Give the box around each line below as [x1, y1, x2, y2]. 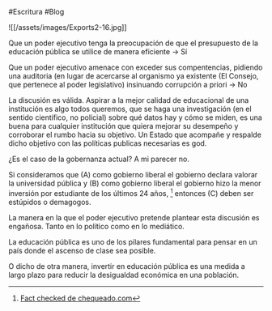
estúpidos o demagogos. [8, 197, 91, 207]
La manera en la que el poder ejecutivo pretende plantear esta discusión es [8, 212, 260, 222]
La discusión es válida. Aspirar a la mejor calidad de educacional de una [8, 96, 249, 104]
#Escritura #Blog [8, 7, 65, 16]
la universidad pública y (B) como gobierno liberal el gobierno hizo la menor [8, 178, 261, 188]
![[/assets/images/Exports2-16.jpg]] [8, 23, 127, 32]
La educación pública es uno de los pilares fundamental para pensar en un [8, 236, 257, 246]
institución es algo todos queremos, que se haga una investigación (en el [8, 104, 253, 113]
